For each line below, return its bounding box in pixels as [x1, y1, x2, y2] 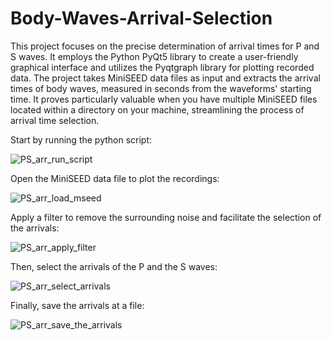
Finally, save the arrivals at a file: [10, 299, 145, 311]
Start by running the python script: [10, 133, 153, 146]
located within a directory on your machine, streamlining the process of [10, 103, 305, 116]
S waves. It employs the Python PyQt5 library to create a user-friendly [10, 50, 299, 62]
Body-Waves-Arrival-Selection [10, 7, 273, 30]
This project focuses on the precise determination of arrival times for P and [10, 40, 320, 52]
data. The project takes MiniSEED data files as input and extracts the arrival [10, 72, 321, 84]
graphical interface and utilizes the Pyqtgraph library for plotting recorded [10, 61, 315, 73]
